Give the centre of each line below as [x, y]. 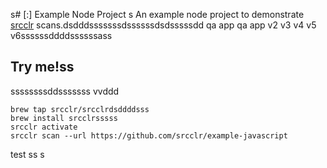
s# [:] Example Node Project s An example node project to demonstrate [157, 14]
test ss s [27, 154]
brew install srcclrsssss [64, 118]
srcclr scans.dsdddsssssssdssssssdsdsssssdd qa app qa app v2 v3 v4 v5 [163, 25]
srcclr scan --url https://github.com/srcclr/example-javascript [149, 135]
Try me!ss [42, 67]
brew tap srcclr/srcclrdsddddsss [80, 109]
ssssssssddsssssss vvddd [65, 91]
